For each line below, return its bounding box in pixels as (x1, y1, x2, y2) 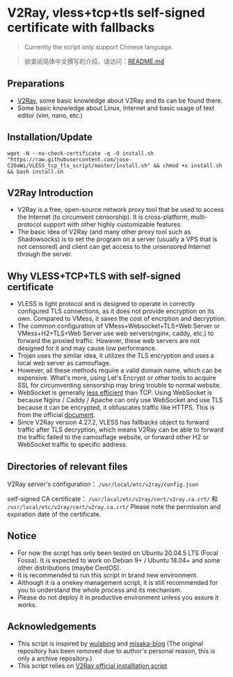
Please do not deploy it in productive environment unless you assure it (17, 593, 219, 601)
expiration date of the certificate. (7, 510, 102, 518)
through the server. (17, 250, 73, 259)
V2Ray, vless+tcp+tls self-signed (7, 5, 205, 21)
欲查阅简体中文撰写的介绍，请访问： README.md (24, 57, 165, 66)
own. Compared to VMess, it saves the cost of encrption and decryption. (17, 314, 226, 323)
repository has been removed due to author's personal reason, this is (17, 646, 216, 655)
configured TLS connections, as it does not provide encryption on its (17, 307, 214, 315)
